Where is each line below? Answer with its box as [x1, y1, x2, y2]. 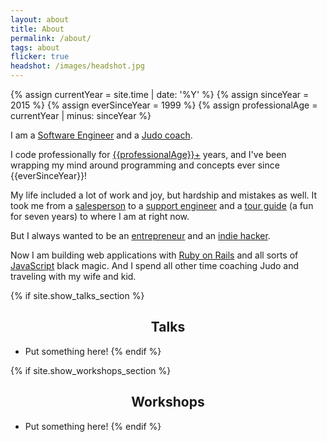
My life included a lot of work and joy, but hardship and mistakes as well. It [10, 189, 318, 201]
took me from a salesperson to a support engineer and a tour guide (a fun [10, 200, 314, 211]
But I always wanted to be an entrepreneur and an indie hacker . [10, 230, 271, 241]
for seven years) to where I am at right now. [10, 211, 190, 222]
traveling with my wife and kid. [10, 271, 137, 282]
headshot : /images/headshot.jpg [10, 61, 145, 71]
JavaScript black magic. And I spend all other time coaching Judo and [10, 260, 300, 271]
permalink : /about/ [10, 33, 92, 43]
